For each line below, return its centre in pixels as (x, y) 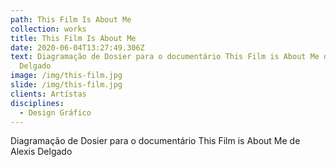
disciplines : (37, 103)
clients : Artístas (48, 94)
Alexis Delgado (41, 152)
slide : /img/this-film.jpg (66, 85)
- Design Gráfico (55, 112)
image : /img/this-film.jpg (66, 76)
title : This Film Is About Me (73, 38)
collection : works (48, 29)
